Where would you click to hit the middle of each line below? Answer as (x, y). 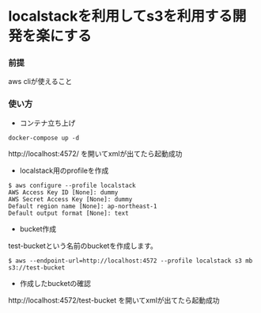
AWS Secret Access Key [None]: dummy (70, 199)
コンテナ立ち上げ (47, 123)
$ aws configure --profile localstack (72, 185)
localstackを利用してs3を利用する (121, 16)
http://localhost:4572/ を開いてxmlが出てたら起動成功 (95, 153)
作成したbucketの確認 (55, 283)
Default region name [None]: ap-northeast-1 (83, 206)
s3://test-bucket (37, 267)
